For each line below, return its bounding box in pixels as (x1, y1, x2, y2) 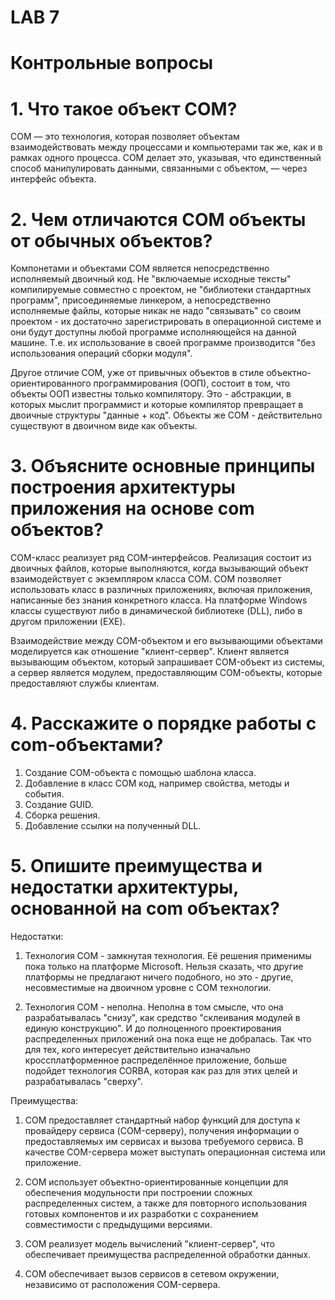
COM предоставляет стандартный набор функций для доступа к (24, 1114, 301, 1126)
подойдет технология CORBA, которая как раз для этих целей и (24, 1065, 298, 1077)
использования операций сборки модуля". (10, 347, 193, 360)
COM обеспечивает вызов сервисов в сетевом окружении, (24, 1268, 280, 1280)
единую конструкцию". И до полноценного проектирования (24, 1022, 282, 1035)
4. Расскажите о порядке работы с (10, 712, 317, 735)
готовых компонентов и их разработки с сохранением (24, 1208, 259, 1220)
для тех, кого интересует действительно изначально (24, 1044, 251, 1056)
